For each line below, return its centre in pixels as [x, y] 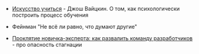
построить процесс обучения [50, 15]
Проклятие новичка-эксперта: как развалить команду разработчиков [102, 38]
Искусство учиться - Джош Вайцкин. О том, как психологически [96, 9]
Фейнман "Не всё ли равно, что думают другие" [74, 27]
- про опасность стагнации [47, 45]
